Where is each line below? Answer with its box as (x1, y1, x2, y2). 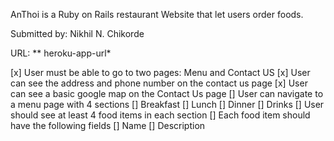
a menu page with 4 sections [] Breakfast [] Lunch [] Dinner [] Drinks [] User (10, 99, 325, 110)
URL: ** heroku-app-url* (10, 47, 112, 59)
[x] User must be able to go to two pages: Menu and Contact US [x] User (10, 67, 311, 78)
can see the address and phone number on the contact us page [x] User (10, 77, 308, 89)
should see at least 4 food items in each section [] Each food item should (10, 109, 311, 121)
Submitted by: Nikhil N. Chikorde (10, 28, 145, 39)
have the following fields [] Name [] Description (10, 120, 206, 131)
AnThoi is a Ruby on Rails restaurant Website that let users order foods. (10, 9, 304, 20)
